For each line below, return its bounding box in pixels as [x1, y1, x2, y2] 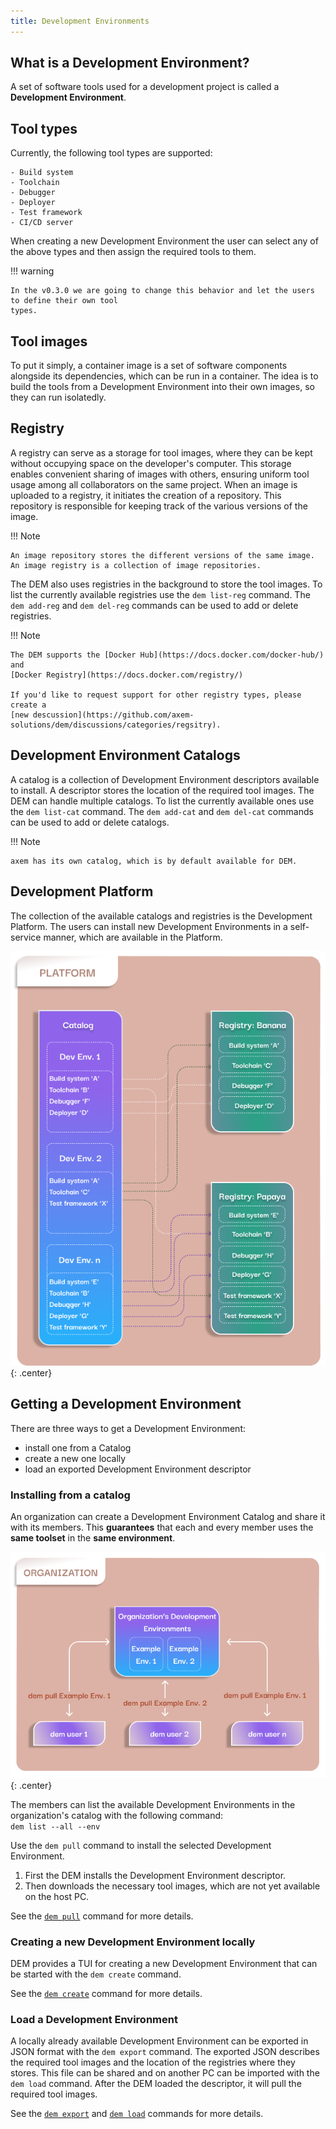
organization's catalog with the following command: [10, 1809, 224, 1821]
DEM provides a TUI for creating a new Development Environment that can [10, 1958, 318, 1970]
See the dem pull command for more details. [10, 1910, 194, 1922]
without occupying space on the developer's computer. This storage [10, 457, 292, 469]
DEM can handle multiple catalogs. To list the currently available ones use [10, 795, 315, 807]
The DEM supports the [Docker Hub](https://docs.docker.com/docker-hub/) [10, 650, 325, 660]
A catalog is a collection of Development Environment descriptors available [10, 773, 320, 785]
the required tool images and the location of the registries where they [10, 2056, 296, 2069]
